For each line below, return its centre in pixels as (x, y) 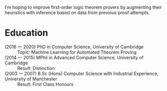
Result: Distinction (36, 68)
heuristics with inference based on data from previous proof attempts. (77, 13)
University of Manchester (31, 79)
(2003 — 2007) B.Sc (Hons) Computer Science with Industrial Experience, (82, 73)
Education (26, 33)
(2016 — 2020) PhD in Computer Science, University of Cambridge (74, 47)
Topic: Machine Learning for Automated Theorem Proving (77, 52)
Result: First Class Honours (46, 84)
